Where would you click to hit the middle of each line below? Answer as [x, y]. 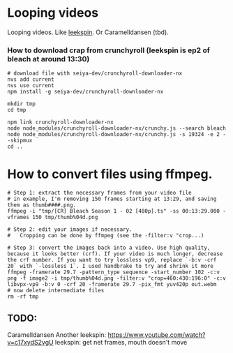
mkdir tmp [22, 104]
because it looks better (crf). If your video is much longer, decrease [115, 254]
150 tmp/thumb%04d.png [65, 218]
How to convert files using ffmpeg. [110, 174]
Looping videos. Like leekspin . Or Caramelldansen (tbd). [88, 32]
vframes [18, 218]
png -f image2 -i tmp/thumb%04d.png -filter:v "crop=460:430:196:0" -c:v [117, 278]
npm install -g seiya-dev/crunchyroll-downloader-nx [85, 92]
